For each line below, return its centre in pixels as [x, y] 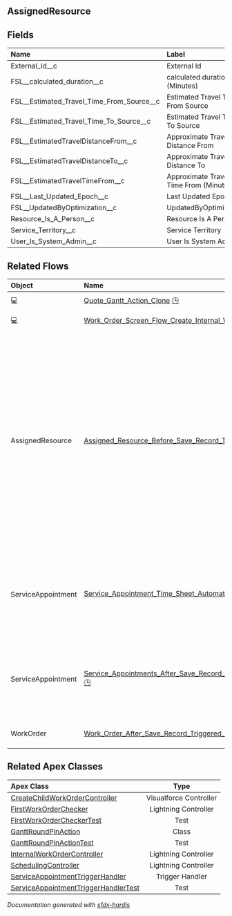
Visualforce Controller [182, 798]
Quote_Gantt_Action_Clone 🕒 [132, 300]
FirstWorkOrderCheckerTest [56, 820]
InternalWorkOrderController [57, 854]
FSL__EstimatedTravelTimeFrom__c [68, 181]
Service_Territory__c [43, 230]
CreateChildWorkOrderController [64, 798]
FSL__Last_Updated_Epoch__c [60, 196]
